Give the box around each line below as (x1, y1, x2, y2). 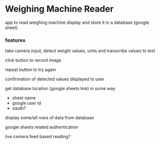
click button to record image (5, 57, 62, 63)
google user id (12, 100, 41, 106)
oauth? (12, 106, 26, 111)
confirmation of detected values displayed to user (5, 76, 105, 82)
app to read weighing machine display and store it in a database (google (5, 19, 149, 25)
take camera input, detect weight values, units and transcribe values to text (5, 48, 155, 54)
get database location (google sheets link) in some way (5, 86, 115, 91)
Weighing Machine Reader (5, 3, 114, 15)
